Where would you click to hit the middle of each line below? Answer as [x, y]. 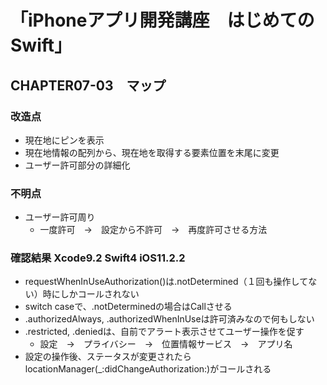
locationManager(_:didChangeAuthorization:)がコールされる [148, 369]
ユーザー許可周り [60, 217]
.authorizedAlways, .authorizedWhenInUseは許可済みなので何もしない [169, 319]
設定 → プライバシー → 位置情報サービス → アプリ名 [166, 344]
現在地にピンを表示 [64, 140]
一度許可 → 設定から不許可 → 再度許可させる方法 [153, 230]
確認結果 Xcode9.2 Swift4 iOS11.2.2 [98, 258]
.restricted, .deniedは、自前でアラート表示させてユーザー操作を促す [164, 332]
